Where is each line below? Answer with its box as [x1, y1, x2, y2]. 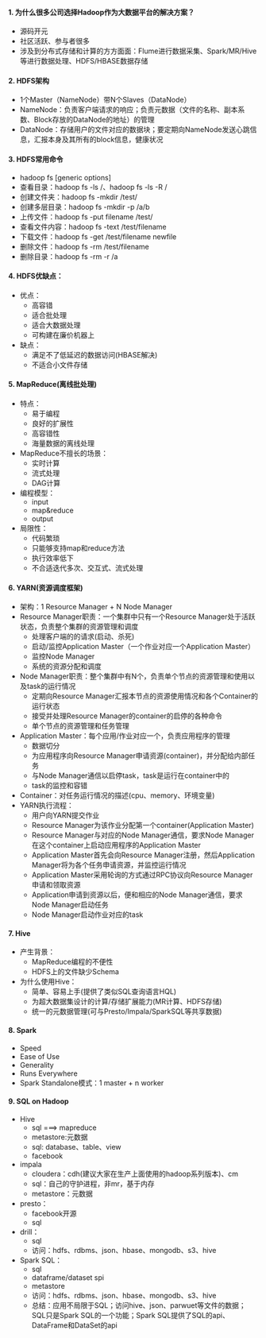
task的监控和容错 [31, 781, 88, 791]
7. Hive [8, 928, 31, 938]
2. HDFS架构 [8, 75, 50, 85]
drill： [19, 1227, 40, 1236]
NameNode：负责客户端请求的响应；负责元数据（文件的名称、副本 [19, 105, 238, 114]
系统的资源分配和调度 [31, 662, 102, 671]
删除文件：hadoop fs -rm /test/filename [19, 242, 149, 251]
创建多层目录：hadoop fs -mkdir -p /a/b [19, 202, 150, 211]
